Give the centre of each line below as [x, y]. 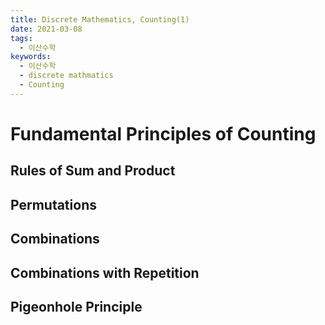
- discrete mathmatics [66, 76]
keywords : [31, 57]
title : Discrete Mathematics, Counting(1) [100, 19]
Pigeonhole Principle [76, 306]
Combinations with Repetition [105, 272]
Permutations [53, 204]
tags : [21, 38]
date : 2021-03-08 [46, 29]
